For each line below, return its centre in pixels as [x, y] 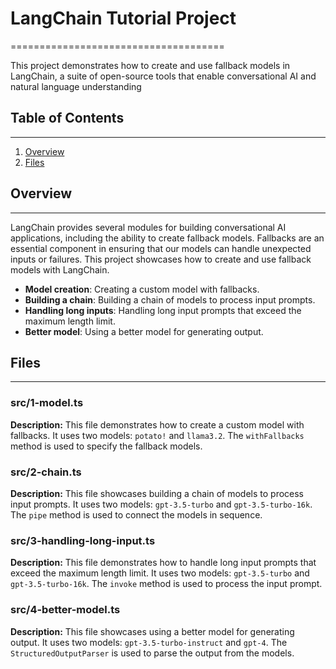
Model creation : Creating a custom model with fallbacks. [142, 289]
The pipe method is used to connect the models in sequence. [136, 514]
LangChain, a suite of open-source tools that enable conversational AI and [163, 76]
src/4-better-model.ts [65, 610]
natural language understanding [76, 86]
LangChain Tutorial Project [123, 18]
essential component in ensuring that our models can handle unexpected [161, 248]
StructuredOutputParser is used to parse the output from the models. [152, 653]
